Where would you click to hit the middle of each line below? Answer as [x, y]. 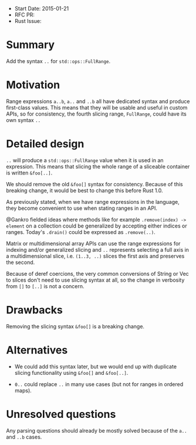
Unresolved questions [61, 414]
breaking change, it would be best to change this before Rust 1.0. [85, 190]
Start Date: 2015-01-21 [42, 9]
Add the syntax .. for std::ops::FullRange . [58, 61]
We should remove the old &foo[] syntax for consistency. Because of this [94, 184]
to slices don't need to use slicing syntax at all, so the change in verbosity [95, 280]
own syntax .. [23, 120]
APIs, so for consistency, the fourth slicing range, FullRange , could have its [96, 114]
